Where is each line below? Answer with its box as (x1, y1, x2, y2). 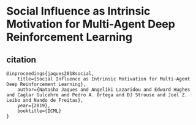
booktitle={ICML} (17, 108, 62, 114)
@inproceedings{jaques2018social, (6, 71, 95, 77)
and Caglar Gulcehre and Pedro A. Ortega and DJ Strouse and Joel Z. (6, 92, 188, 98)
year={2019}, (17, 102, 51, 109)
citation (6, 54, 37, 65)
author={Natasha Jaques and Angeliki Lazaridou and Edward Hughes (17, 87, 190, 93)
